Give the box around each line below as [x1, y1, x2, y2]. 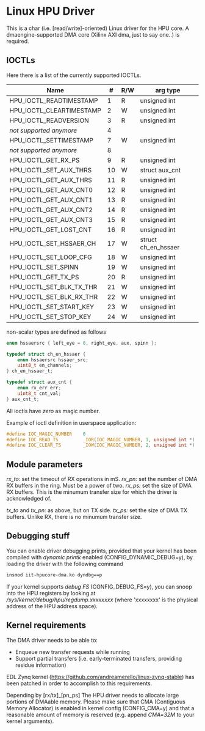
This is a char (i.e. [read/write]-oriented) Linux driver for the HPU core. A [6, 24, 189, 32]
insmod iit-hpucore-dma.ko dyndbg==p [6, 571, 103, 578]
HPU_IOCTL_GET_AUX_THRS [9, 175, 93, 184]
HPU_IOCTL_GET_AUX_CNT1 [9, 196, 93, 204]
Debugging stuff [6, 531, 70, 542]
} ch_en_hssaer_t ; [6, 368, 53, 374]
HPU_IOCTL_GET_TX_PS [9, 273, 79, 281]
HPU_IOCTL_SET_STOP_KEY [9, 312, 92, 321]
